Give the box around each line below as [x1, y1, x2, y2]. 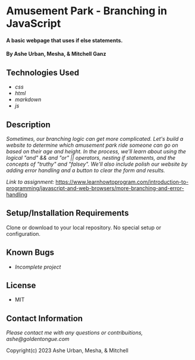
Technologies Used [6, 67, 79, 78]
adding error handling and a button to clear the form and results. [6, 167, 165, 173]
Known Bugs [6, 248, 55, 258]
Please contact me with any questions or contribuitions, [6, 329, 143, 336]
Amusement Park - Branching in [6, 4, 168, 18]
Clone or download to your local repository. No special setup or [6, 224, 162, 231]
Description [6, 119, 51, 130]
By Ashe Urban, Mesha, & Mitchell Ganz [6, 50, 106, 58]
